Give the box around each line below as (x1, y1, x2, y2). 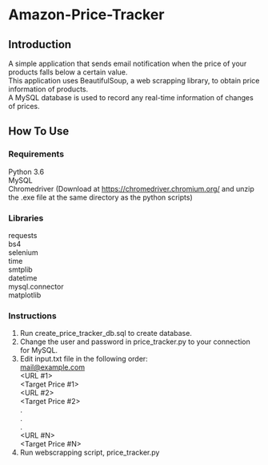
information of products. (8, 84, 89, 94)
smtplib (8, 265, 34, 274)
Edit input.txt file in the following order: (19, 354, 148, 364)
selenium (8, 247, 38, 257)
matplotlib (8, 290, 42, 300)
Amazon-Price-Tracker (8, 6, 165, 24)
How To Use (8, 124, 70, 138)
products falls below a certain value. (8, 67, 128, 77)
